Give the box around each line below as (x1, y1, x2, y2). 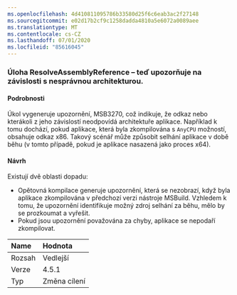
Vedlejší (42, 253, 69, 263)
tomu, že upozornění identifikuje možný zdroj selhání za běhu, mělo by (17, 201, 226, 210)
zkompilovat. (17, 224, 56, 233)
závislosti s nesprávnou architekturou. (7, 76, 144, 86)
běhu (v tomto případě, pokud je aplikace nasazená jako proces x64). (7, 140, 211, 149)
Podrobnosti (7, 94, 45, 102)
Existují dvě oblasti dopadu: (7, 172, 88, 181)
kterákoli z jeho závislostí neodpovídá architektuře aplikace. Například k (7, 117, 218, 126)
